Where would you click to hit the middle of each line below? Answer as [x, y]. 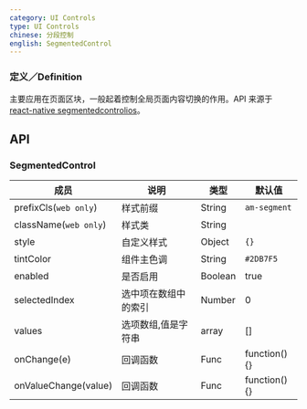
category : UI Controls [53, 18]
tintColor [33, 259]
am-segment [269, 208]
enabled [32, 277]
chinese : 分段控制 [42, 35]
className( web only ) [60, 225]
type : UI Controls [44, 26]
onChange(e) [42, 360]
